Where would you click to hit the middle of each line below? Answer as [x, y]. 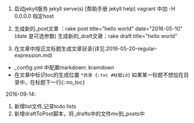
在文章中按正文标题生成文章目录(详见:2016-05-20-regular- [86, 48]
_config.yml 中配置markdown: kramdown [64, 67]
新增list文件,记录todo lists [45, 106]
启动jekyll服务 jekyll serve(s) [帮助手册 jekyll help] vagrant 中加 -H [95, 9]
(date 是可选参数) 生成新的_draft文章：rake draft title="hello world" [96, 36]
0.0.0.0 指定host [34, 16]
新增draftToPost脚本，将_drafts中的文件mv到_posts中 [79, 114]
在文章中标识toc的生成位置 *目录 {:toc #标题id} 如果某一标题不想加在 [99, 75]
